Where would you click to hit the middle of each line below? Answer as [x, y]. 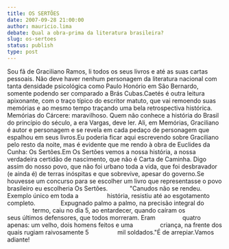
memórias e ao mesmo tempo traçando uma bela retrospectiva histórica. [110, 108]
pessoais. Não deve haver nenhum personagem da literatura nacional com [112, 78]
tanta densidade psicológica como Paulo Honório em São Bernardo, [103, 86]
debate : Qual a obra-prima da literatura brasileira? [86, 33]
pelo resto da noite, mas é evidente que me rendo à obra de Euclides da [109, 144]
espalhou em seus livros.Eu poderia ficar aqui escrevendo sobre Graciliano [113, 137]
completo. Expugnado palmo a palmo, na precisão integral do [106, 203]
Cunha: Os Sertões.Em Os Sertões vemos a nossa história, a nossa [102, 151]
